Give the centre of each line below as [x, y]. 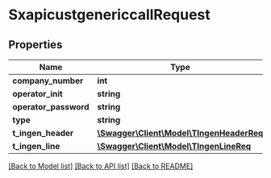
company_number [48, 81]
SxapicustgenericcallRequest [110, 15]
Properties [35, 45]
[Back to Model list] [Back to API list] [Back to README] [101, 166]
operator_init [38, 94]
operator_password [51, 107]
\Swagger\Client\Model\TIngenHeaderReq [180, 133]
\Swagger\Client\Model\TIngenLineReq [174, 146]
